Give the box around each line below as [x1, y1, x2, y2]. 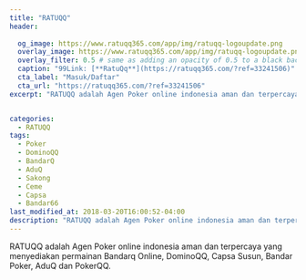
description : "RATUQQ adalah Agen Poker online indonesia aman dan [9, 216, 271, 225]
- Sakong [17, 173, 51, 182]
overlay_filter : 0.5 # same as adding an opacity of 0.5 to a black [17, 56, 283, 65]
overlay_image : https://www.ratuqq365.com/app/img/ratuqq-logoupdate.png [17, 47, 303, 57]
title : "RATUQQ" [9, 13, 71, 23]
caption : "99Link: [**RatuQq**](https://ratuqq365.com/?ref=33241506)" [17, 65, 296, 74]
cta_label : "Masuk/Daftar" [17, 73, 120, 82]
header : [9, 22, 39, 31]
